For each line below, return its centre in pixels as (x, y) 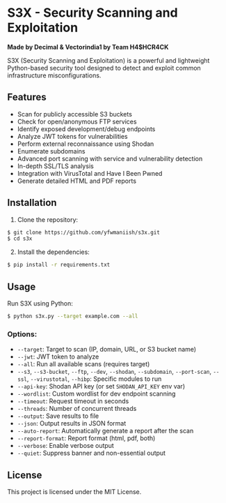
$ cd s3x (20, 239)
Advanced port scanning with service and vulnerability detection (110, 158)
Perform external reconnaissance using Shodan (86, 144)
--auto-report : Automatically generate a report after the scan (105, 431)
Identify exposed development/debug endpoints (86, 129)
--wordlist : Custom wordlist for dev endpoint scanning (96, 394)
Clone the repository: (48, 219)
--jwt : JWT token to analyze (58, 356)
